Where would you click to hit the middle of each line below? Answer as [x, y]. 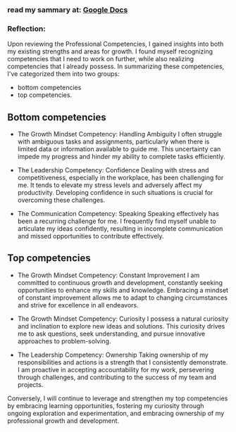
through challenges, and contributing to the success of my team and [117, 377]
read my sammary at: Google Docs [68, 10]
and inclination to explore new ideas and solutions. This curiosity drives [121, 326]
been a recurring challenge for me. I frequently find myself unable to [117, 221]
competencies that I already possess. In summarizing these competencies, [116, 66]
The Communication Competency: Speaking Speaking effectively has [118, 214]
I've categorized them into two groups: [63, 74]
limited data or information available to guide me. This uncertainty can [119, 149]
